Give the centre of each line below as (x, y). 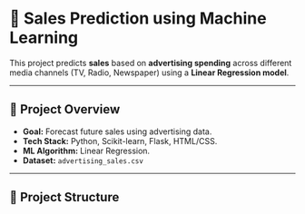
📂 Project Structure (64, 197)
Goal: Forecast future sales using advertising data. (117, 131)
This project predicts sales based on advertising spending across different (151, 63)
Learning (44, 38)
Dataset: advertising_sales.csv (83, 160)
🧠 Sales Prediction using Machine (138, 19)
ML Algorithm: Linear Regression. (86, 151)
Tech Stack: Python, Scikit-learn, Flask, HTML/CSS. (120, 141)
